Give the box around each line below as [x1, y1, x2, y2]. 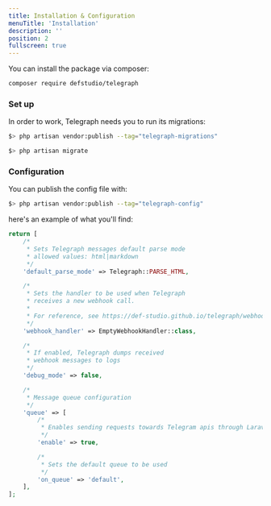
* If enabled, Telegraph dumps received [26, 349, 164, 357]
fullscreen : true [8, 42, 67, 50]
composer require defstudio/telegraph [8, 80, 139, 88]
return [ [8, 230, 38, 238]
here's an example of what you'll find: [8, 214, 133, 224]
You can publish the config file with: [8, 185, 127, 194]
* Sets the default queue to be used [40, 460, 168, 468]
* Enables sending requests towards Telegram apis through [40, 424, 244, 432]
